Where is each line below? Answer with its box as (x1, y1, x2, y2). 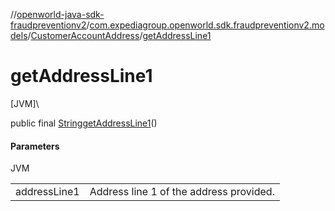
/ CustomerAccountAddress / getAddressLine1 (27, 30, 212, 41)
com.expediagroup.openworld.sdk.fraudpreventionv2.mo (89, 19, 325, 31)
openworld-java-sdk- (16, 9, 105, 20)
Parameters (10, 140, 60, 152)
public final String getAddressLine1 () (10, 117, 158, 129)
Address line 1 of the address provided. (89, 185, 275, 199)
